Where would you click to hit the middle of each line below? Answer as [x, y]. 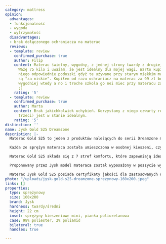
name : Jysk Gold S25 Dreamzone [37, 129]
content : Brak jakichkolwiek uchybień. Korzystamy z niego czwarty [85, 111]
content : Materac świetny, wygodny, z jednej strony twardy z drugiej [88, 65]
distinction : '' [22, 125]
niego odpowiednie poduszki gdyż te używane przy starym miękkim [87, 74]
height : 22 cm [24, 211]
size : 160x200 [24, 197]
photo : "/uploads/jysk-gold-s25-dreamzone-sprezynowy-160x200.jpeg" [77, 179]
